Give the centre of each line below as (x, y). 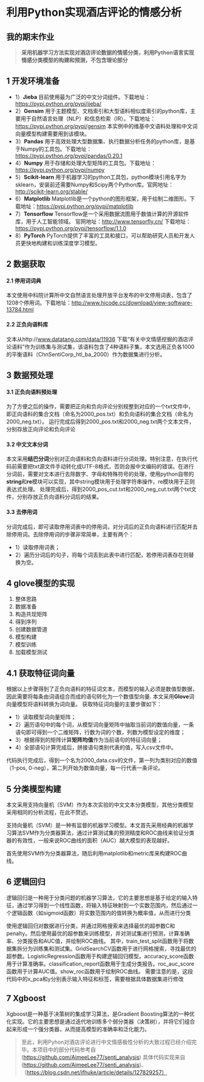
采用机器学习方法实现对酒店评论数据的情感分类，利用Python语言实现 (107, 53)
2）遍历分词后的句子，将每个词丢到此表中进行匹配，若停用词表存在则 (102, 555)
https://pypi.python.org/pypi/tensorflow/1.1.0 (70, 228)
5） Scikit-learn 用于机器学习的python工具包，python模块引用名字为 (100, 177)
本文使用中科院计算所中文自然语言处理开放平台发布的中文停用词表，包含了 (99, 295)
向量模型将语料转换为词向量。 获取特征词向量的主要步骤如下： (84, 704)
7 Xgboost (26, 998)
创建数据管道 (31, 629)
